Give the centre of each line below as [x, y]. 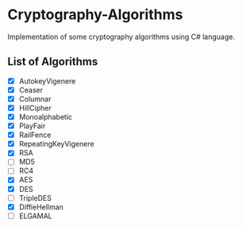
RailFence [35, 135]
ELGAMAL [35, 216]
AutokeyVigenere [47, 80]
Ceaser [31, 90]
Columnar [35, 99]
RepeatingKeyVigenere [56, 144]
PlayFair [32, 126]
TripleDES [35, 198]
